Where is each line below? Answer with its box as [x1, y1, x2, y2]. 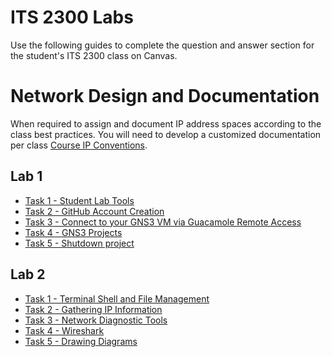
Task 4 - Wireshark [24, 324, 105, 336]
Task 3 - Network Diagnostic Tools [24, 314, 168, 326]
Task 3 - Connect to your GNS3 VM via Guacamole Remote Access [24, 216, 302, 228]
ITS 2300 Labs [10, 6, 134, 29]
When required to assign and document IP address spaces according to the [10, 117, 322, 130]
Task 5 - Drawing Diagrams [24, 335, 138, 347]
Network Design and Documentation [10, 85, 320, 108]
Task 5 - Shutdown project [24, 237, 135, 249]
